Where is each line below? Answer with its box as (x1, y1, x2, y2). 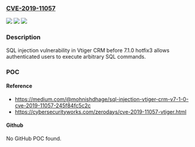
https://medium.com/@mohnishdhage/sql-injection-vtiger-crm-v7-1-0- (14, 95, 189, 103)
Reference (6, 82, 33, 90)
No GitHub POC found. (6, 135, 62, 142)
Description (6, 33, 41, 41)
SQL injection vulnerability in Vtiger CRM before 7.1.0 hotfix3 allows (6, 46, 170, 54)
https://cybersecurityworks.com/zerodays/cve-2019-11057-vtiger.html (14, 108, 187, 115)
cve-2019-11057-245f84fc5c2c (14, 102, 91, 109)
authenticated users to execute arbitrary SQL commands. (6, 53, 146, 60)
